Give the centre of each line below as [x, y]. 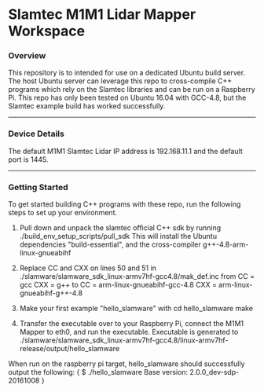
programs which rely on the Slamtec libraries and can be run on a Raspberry [132, 90]
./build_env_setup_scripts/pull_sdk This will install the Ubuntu [118, 236]
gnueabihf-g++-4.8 [51, 293]
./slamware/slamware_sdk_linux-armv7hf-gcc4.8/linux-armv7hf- [124, 340]
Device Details [36, 134]
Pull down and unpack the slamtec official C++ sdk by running [120, 228]
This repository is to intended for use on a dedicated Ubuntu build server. [127, 73]
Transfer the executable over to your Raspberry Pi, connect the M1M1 [132, 324]
